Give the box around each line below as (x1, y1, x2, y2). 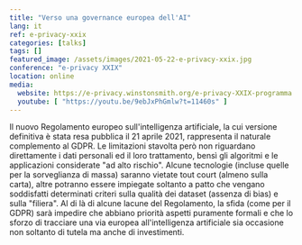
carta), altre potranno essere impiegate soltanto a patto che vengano (9, 179, 265, 190)
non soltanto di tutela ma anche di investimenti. (9, 227, 185, 238)
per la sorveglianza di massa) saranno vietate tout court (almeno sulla (9, 169, 269, 180)
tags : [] (9, 47, 42, 56)
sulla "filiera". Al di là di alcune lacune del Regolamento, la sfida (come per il (9, 198, 291, 209)
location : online (9, 72, 75, 81)
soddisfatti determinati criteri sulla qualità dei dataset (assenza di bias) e (9, 188, 279, 199)
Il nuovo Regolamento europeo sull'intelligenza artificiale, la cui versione (9, 122, 278, 132)
